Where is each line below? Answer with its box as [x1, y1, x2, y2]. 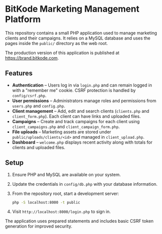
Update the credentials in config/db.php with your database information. [12, 181, 158, 187]
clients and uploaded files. [12, 144, 65, 150]
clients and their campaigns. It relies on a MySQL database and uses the [5, 35, 150, 41]
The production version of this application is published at [5, 50, 120, 56]
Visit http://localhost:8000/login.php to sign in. [12, 209, 111, 214]
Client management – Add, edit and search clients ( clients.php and [12, 108, 150, 114]
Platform [5, 14, 41, 25]
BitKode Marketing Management [5, 3, 140, 15]
